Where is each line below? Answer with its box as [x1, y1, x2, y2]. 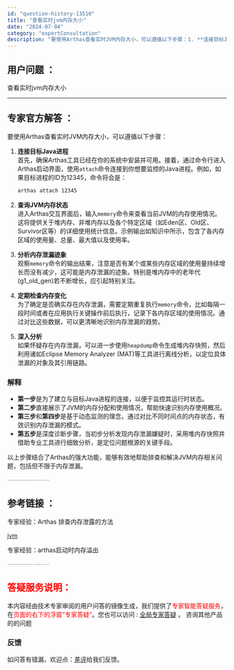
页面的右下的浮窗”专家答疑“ [13, 610, 93, 618]
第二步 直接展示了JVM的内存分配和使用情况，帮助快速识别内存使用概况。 [17, 403, 226, 411]
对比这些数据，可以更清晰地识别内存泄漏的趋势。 [23, 317, 164, 326]
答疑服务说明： [7, 581, 72, 593]
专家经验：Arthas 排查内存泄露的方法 [7, 517, 114, 526]
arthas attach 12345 [17, 187, 77, 194]
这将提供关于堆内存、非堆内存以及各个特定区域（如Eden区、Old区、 [17, 218, 213, 227]
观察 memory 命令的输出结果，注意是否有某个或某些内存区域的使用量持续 [17, 259, 219, 267]
